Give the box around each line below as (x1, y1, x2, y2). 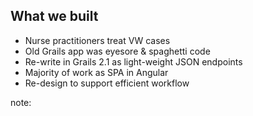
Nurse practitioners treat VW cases (24, 34, 171, 46)
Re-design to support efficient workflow (24, 77, 190, 89)
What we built (10, 8, 99, 25)
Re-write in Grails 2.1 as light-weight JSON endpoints (24, 55, 243, 68)
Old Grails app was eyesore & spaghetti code (24, 45, 211, 57)
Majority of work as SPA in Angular (24, 66, 169, 78)
